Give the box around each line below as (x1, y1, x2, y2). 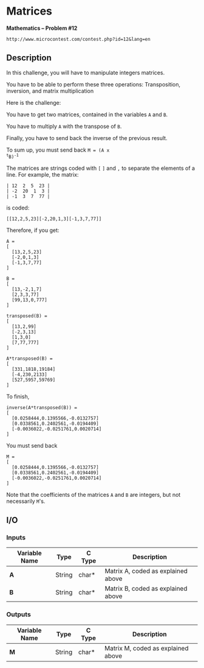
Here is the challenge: (6, 99, 61, 106)
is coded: (6, 204, 30, 211)
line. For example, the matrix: (6, 171, 79, 178)
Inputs (6, 533, 26, 542)
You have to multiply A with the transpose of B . (6, 122, 122, 130)
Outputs (6, 610, 32, 619)
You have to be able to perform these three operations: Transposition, (6, 80, 181, 88)
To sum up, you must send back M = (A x (6, 146, 110, 153)
